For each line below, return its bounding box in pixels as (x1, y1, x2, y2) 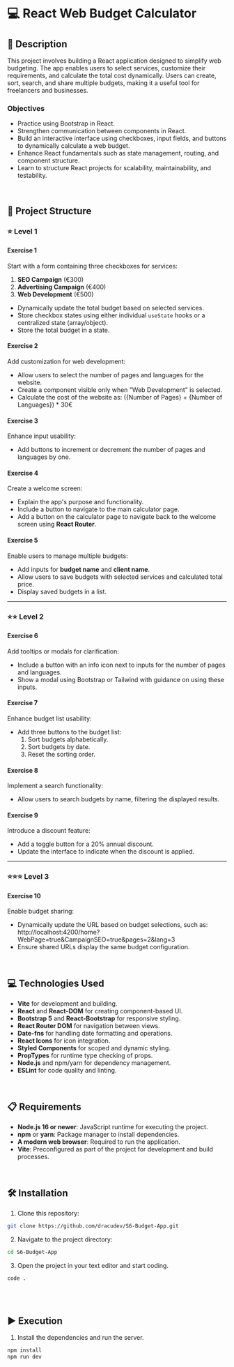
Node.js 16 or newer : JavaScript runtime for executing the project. (17, 1123, 208, 1131)
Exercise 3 (7, 416, 38, 425)
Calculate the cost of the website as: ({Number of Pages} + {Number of (17, 393, 223, 402)
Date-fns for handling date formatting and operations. (17, 1029, 173, 1038)
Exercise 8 (7, 766, 38, 774)
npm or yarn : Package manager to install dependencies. (17, 1131, 180, 1139)
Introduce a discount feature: (7, 826, 91, 835)
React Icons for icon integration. (17, 1036, 111, 1045)
